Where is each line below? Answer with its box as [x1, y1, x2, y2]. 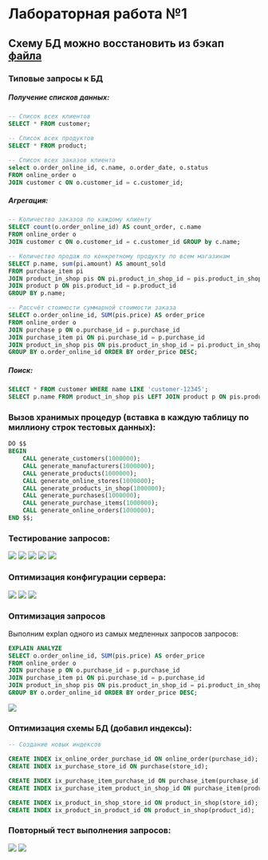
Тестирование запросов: [8, 532, 110, 544]
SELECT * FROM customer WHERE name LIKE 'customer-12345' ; [8, 386, 209, 394]
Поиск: [8, 365, 33, 375]
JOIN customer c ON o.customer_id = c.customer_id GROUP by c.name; [8, 238, 241, 246]
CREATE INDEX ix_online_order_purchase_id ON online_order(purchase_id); [8, 755, 259, 764]
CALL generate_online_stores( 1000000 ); [22, 477, 156, 485]
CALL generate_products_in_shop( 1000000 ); [22, 484, 166, 493]
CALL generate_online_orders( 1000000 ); [22, 507, 156, 515]
